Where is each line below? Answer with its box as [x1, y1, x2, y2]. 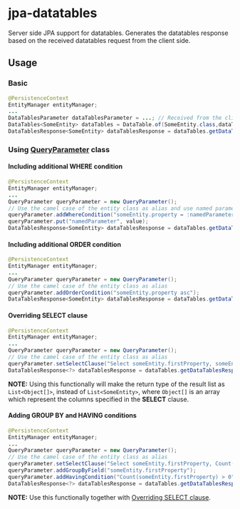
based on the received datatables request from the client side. [8, 36, 191, 44]
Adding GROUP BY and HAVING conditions [8, 411, 137, 420]
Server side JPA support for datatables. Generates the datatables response [8, 29, 229, 37]
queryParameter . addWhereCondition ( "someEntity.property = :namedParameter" [8, 211, 238, 218]
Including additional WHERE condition [8, 162, 123, 171]
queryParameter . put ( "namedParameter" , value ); [8, 218, 149, 226]
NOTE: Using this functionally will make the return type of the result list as [8, 380, 225, 388]
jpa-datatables [8, 5, 98, 21]
